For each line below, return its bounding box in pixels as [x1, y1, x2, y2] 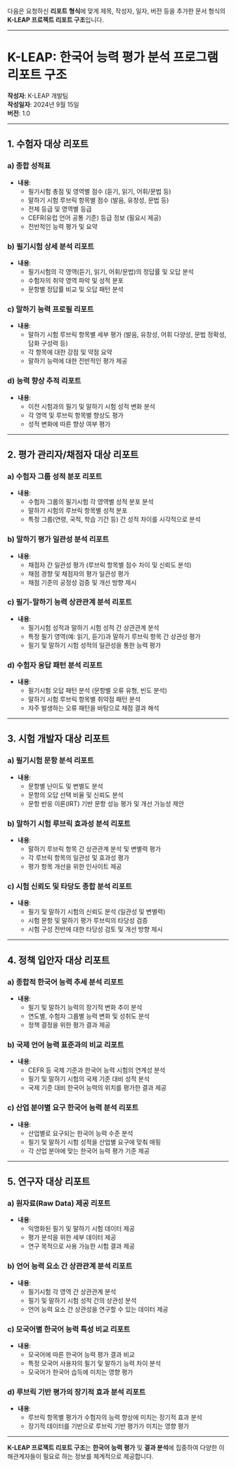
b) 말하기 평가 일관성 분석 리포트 [7, 534, 110, 544]
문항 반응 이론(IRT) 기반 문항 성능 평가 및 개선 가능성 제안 [27, 799, 185, 808]
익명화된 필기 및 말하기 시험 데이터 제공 [27, 1225, 136, 1233]
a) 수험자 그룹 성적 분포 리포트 [7, 471, 103, 481]
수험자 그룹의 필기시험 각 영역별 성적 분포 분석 [27, 498, 154, 506]
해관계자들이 [7, 1452, 42, 1461]
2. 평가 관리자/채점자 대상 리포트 [7, 449, 139, 461]
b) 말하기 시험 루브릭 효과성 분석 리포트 [7, 818, 131, 828]
